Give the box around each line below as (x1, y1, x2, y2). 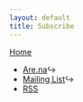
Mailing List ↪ (22, 73, 75, 84)
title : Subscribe (9, 22, 75, 31)
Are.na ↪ (22, 64, 57, 75)
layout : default (9, 13, 70, 23)
